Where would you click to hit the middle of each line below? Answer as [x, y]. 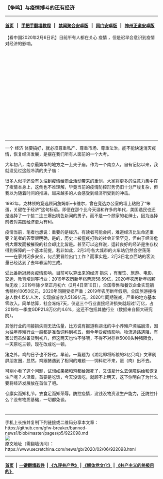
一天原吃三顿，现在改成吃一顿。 [37, 344]
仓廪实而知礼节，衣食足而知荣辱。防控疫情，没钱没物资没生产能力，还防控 [79, 393]
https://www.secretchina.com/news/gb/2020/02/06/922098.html [70, 449]
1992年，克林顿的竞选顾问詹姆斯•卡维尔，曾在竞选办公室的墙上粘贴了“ [76, 203]
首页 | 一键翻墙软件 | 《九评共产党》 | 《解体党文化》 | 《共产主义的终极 [78, 465]
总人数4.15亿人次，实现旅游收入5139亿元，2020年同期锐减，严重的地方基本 [81, 297]
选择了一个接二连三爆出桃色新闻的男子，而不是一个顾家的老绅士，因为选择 [83, 215]
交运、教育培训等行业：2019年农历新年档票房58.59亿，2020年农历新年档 [78, 279]
